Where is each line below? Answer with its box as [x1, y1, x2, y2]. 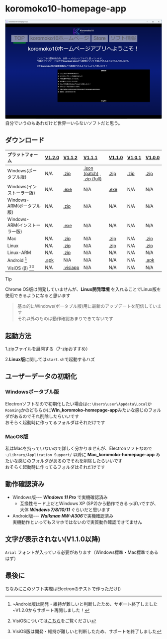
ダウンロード [5, 136, 45, 144]
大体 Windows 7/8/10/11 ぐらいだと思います [19, 507, 110, 512]
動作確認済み [5, 480, 45, 489]
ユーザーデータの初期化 [5, 372, 77, 381]
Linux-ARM [7, 250, 31, 256]
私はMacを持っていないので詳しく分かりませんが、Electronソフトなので [5, 445, 153, 451]
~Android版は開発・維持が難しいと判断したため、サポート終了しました [12, 601, 158, 607]
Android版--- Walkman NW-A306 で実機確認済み [12, 512, 113, 518]
